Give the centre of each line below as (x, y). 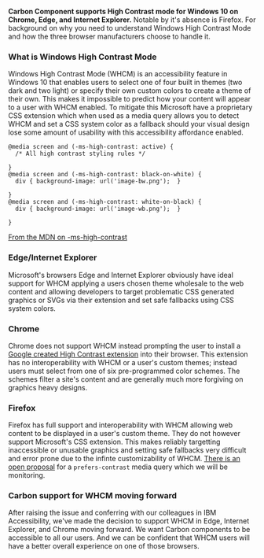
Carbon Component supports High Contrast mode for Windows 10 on (123, 11)
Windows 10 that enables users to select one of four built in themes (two (125, 83)
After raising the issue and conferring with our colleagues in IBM (112, 513)
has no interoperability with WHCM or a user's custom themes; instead (123, 362)
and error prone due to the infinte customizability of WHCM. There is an (125, 459)
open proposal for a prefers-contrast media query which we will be (118, 467)
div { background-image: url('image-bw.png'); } (98, 181)
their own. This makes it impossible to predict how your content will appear (130, 99)
